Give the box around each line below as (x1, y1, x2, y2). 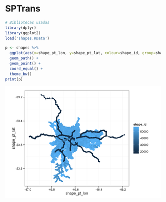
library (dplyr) (5, 25, 37, 30)
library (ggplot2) (5, 30, 41, 35)
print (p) (5, 76, 23, 82)
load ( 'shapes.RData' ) (5, 36, 50, 41)
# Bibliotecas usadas (5, 20, 50, 25)
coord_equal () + (9, 66, 43, 71)
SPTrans (5, 3, 41, 14)
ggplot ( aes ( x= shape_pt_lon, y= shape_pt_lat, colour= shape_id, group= (9, 51, 156, 56)
